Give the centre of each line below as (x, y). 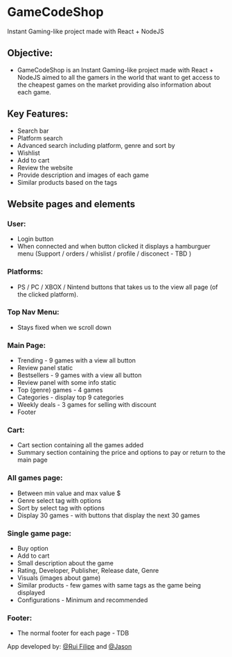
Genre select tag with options (59, 500)
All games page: (35, 478)
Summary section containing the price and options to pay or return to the (121, 453)
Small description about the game (65, 563)
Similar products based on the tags (67, 182)
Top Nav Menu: (34, 312)
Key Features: (38, 114)
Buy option (33, 549)
